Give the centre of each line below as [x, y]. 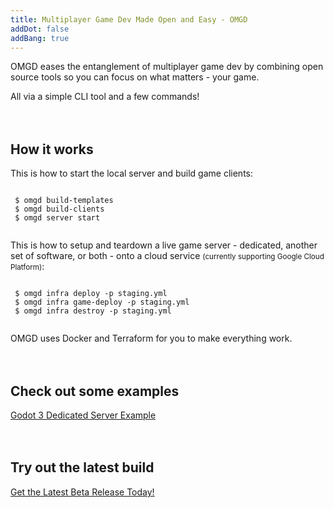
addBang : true [40, 38]
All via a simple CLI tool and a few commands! [105, 97]
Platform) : [27, 267]
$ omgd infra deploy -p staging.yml [91, 294]
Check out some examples [95, 391]
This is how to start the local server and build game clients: [131, 173]
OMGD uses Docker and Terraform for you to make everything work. [151, 338]
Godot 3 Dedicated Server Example [83, 415]
